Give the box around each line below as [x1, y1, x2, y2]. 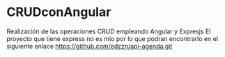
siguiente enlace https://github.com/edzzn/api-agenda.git [6, 42, 173, 50]
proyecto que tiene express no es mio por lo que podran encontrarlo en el [6, 34, 219, 42]
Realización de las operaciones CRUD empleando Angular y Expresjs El [6, 27, 211, 35]
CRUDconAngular [6, 4, 111, 20]
